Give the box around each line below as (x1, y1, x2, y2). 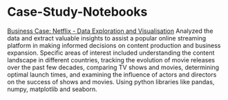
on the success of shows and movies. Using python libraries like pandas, (7, 77, 215, 86)
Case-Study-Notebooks (7, 4, 148, 20)
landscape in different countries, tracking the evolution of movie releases (7, 55, 216, 64)
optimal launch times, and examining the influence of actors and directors (7, 70, 217, 79)
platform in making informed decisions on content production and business (7, 41, 221, 49)
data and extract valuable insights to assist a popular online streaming (7, 34, 207, 42)
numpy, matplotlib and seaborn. (7, 85, 98, 93)
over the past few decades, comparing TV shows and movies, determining (7, 63, 220, 71)
